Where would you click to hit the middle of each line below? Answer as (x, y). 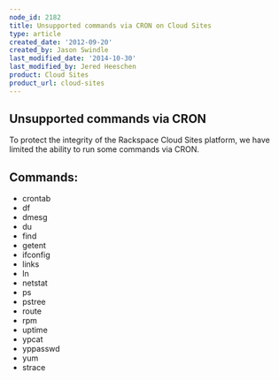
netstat (35, 283)
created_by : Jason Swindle (59, 50)
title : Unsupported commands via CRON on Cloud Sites (111, 26)
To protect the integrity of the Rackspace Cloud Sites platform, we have (139, 140)
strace (34, 368)
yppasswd (41, 349)
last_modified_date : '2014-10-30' (73, 58)
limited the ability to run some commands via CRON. (104, 149)
